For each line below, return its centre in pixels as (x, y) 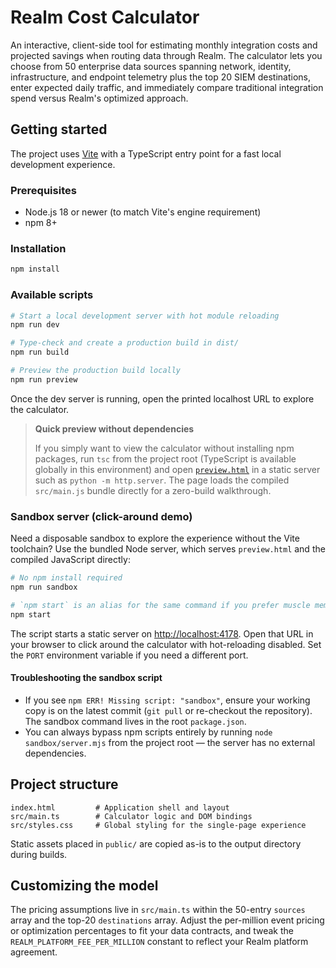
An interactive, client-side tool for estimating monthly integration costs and (164, 45)
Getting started (59, 129)
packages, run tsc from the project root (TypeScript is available (165, 458)
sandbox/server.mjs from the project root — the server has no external (170, 742)
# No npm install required (66, 578)
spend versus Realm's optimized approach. (99, 98)
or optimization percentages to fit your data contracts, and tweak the (152, 931)
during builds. (39, 854)
